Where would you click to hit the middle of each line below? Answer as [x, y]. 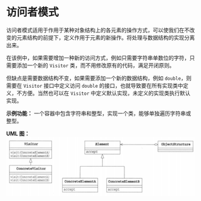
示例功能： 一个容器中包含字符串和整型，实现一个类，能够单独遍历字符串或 [99, 113]
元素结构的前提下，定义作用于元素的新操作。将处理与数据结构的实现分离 [106, 37]
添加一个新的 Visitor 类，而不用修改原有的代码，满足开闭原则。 [95, 65]
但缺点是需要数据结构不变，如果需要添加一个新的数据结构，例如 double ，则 [99, 78]
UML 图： [18, 133]
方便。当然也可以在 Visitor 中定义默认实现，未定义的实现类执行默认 [106, 93]
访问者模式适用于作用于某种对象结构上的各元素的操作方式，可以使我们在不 [98, 30]
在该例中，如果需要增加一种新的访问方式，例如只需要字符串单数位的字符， [98, 58]
